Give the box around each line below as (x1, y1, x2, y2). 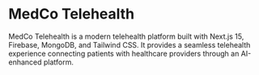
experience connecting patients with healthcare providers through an (8, 48, 240, 58)
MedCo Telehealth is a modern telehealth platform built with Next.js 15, (8, 31, 244, 41)
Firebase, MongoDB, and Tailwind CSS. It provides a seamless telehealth (8, 40, 251, 49)
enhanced (8, 57, 42, 67)
